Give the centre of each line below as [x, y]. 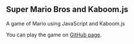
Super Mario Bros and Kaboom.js [67, 10]
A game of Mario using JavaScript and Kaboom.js [66, 23]
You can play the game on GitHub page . [54, 35]
